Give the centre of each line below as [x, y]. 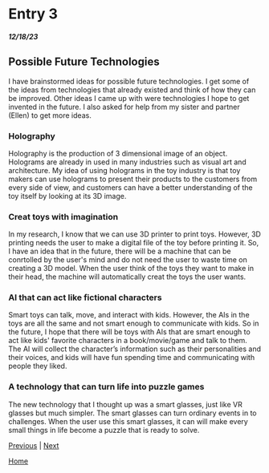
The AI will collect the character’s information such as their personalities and [134, 349]
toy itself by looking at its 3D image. [67, 196]
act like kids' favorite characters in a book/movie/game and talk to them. [128, 341]
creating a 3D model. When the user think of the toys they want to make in [131, 269]
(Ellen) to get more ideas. [50, 115]
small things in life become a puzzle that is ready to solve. [104, 430]
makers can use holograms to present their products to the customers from [133, 179]
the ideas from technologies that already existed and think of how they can [132, 90]
